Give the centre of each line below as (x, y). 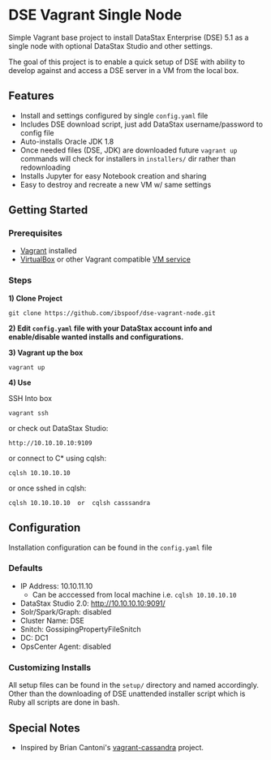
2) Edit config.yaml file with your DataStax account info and (110, 328)
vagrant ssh (28, 413)
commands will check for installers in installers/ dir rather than (128, 158)
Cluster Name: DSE (52, 620)
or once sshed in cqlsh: (47, 488)
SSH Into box (30, 398)
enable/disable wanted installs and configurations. (96, 337)
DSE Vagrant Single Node (95, 15)
